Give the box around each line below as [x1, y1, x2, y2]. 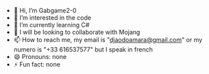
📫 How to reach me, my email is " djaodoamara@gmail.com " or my [13, 36, 203, 43]
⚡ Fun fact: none [13, 60, 60, 68]
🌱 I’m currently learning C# [13, 21, 90, 29]
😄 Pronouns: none [13, 53, 67, 60]
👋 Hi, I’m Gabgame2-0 [13, 7, 77, 14]
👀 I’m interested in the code [13, 14, 91, 22]
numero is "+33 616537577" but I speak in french [13, 45, 153, 54]
